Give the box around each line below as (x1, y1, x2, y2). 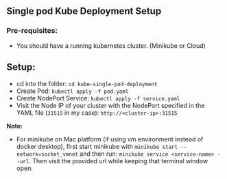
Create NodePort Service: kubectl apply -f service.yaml (16, 94, 180, 102)
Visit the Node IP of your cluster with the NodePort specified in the (16, 101, 205, 109)
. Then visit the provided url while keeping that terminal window (29, 156, 208, 165)
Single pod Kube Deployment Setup (6, 5, 162, 17)
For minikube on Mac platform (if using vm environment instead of (16, 135, 204, 143)
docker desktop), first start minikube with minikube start (16, 142, 178, 150)
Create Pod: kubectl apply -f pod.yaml (16, 87, 129, 95)
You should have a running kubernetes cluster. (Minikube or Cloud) (16, 41, 206, 50)
